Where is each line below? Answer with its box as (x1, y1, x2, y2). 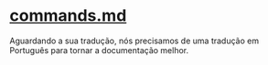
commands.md (9, 5, 127, 26)
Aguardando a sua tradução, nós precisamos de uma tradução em (9, 35, 259, 46)
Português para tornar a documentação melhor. (9, 44, 189, 55)
